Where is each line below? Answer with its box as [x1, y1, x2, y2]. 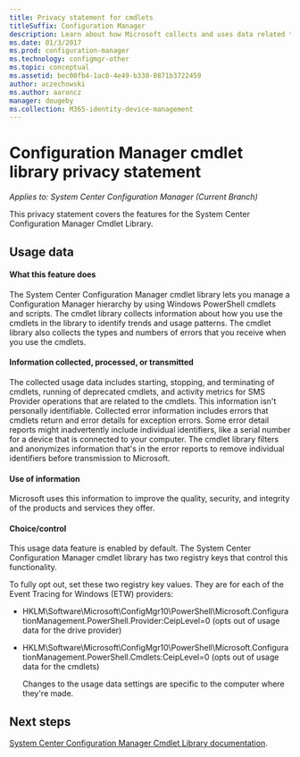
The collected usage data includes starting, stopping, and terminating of [9, 376, 275, 387]
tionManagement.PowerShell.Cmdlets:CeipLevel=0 [21, 652, 210, 662]
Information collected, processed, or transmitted [9, 357, 194, 367]
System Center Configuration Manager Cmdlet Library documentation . [9, 738, 268, 749]
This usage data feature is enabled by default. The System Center [9, 543, 252, 554]
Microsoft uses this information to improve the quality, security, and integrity [9, 493, 290, 504]
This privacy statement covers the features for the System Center [9, 209, 250, 220]
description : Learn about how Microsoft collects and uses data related [9, 29, 286, 38]
